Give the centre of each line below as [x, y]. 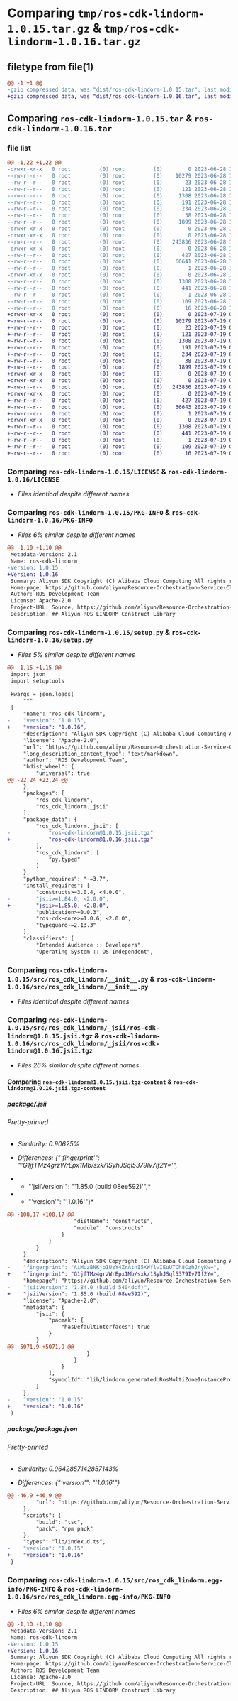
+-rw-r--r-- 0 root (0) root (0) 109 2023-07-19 [117, 446]
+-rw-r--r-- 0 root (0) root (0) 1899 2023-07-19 [117, 367]
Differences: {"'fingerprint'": [59, 1158]
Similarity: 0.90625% [49, 1144]
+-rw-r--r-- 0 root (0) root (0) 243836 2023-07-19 [117, 387]
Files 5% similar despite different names [76, 655]
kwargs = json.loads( [42, 694]
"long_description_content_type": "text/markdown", [101, 754]
